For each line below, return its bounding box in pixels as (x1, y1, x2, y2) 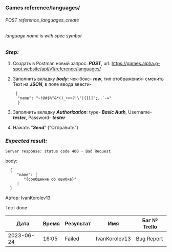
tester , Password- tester (12, 114, 66, 121)
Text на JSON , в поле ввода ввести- (12, 81, 92, 87)
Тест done (5, 205, 27, 211)
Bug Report (136, 235, 163, 242)
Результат (64, 220, 91, 227)
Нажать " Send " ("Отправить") (12, 125, 78, 131)
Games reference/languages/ (5, 4, 80, 11)
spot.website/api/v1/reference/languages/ (12, 66, 101, 72)
